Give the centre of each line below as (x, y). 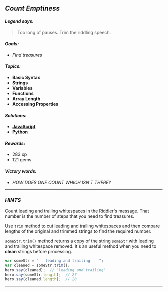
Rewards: (15, 143)
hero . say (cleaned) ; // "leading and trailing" (56, 270)
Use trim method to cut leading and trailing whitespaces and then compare (83, 226)
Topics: (13, 66)
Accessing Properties (35, 104)
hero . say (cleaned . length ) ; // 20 (41, 279)
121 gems (22, 160)
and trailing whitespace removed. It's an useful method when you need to (81, 246)
